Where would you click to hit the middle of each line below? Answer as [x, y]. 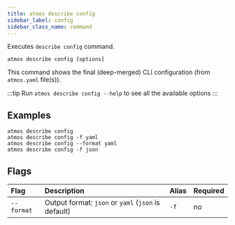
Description [64, 191]
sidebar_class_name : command [50, 27]
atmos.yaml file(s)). [34, 80]
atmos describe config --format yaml [62, 144]
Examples [29, 115]
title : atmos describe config [51, 14]
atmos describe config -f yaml [53, 138]
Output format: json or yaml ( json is [102, 202]
